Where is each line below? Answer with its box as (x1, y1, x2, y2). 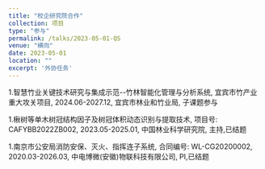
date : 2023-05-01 (8, 49, 67, 57)
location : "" (8, 57, 53, 65)
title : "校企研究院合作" (8, 11, 83, 20)
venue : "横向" (8, 42, 54, 50)
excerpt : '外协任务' (8, 64, 73, 72)
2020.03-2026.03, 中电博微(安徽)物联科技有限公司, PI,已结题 (8, 151, 210, 161)
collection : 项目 (8, 19, 65, 27)
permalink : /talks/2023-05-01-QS (8, 34, 121, 43)
